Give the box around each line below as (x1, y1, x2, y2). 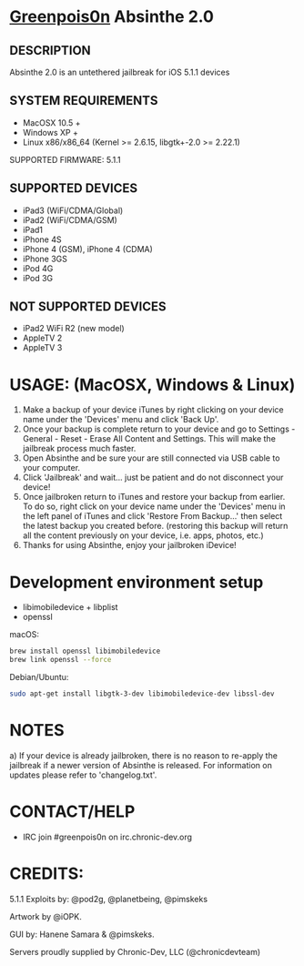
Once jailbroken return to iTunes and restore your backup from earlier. (22, 492, 286, 503)
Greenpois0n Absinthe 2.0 (9, 6, 214, 27)
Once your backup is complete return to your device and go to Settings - (22, 423, 296, 434)
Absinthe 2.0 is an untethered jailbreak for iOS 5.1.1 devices (9, 66, 230, 77)
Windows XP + (22, 127, 79, 137)
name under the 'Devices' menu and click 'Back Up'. (22, 414, 219, 425)
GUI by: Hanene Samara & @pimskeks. (9, 929, 155, 940)
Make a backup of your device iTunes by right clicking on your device (22, 404, 284, 415)
